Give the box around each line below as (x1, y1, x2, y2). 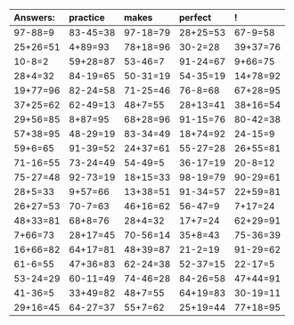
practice (69, 12, 105, 23)
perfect (179, 12, 212, 23)
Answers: (13, 12, 55, 23)
